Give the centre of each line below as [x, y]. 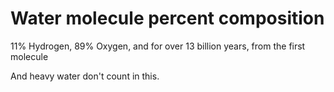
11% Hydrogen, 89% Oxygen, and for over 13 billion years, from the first [158, 46]
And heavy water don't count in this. [85, 76]
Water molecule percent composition [167, 18]
